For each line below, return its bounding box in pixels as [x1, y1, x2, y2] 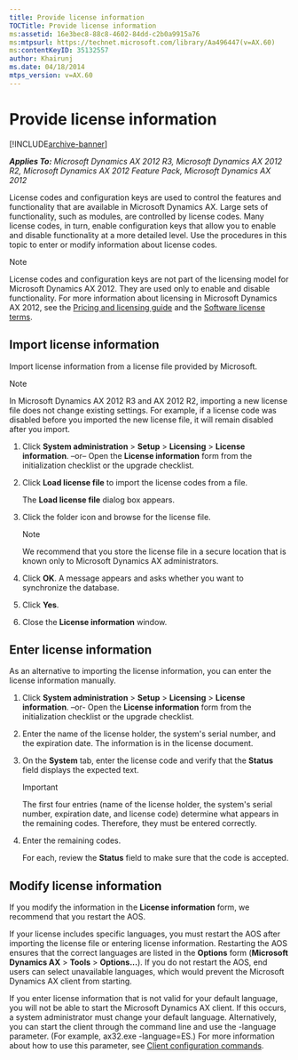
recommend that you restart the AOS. [9, 911, 146, 922]
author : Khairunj [9, 54, 74, 63]
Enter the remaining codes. [21, 835, 122, 846]
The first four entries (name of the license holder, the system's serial [21, 799, 273, 810]
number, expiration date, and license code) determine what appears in [21, 808, 279, 819]
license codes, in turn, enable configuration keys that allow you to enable [9, 220, 277, 231]
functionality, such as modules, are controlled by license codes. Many [9, 211, 264, 221]
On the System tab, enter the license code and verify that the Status [21, 755, 273, 766]
